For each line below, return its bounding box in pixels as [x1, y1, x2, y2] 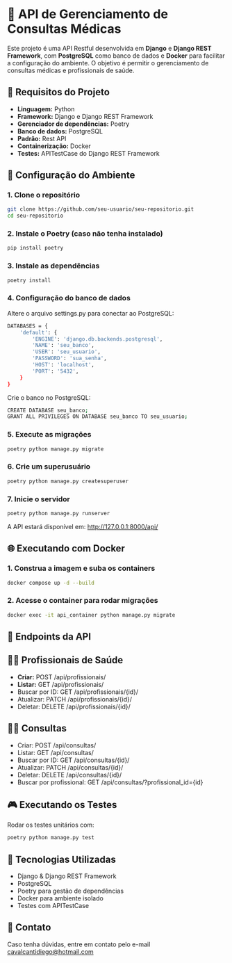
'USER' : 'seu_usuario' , [32, 348, 101, 355]
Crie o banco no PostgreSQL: [7, 393, 91, 402]
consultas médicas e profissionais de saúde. [7, 66, 135, 74]
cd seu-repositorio [7, 212, 64, 220]
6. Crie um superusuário [7, 462, 91, 471]
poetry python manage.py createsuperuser [7, 478, 129, 485]
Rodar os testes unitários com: [7, 820, 95, 830]
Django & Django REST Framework [17, 872, 117, 880]
